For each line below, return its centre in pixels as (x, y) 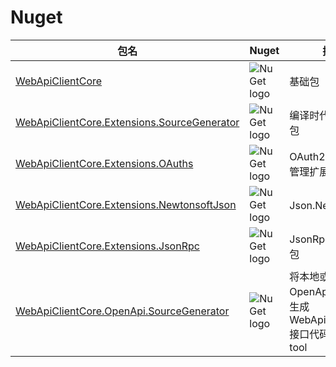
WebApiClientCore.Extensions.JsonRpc (107, 246)
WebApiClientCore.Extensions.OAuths (104, 163)
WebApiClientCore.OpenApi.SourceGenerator (122, 311)
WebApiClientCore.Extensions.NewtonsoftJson (126, 204)
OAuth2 (307, 156)
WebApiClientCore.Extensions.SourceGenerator (127, 122)
